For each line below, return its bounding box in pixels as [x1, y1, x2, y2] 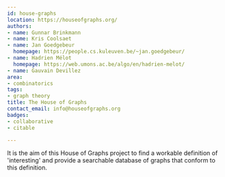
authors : [7, 23, 32, 29]
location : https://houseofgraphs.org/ [7, 16, 118, 23]
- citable [7, 124, 36, 131]
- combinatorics [7, 80, 53, 87]
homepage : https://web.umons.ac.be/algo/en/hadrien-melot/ [13, 61, 185, 68]
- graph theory [7, 93, 51, 100]
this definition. [7, 163, 48, 172]
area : [7, 73, 23, 81]
